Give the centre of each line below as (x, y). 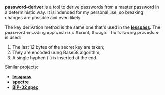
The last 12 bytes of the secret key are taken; (58, 47)
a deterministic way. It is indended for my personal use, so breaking (74, 12)
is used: (13, 37)
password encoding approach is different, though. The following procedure (82, 32)
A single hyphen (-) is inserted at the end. (55, 58)
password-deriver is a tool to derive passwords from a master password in (82, 7)
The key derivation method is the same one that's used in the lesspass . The (83, 27)
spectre (20, 82)
